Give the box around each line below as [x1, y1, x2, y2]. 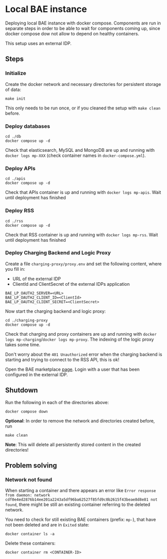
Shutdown [5, 386, 38, 395]
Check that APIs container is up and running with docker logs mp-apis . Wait [5, 189, 161, 195]
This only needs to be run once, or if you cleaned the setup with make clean [5, 105, 161, 111]
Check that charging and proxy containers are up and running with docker [5, 331, 157, 337]
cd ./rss [5, 218, 23, 223]
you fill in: [5, 266, 25, 272]
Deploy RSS [5, 207, 34, 214]
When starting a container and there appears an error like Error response [5, 488, 156, 494]
